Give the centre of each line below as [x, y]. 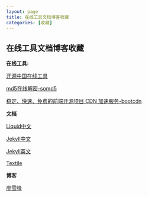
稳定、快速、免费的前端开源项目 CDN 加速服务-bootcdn [74, 101]
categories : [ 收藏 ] [29, 22]
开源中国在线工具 [27, 76]
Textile [14, 163]
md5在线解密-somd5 [32, 89]
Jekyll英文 [19, 151]
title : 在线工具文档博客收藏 [38, 17]
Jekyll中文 [19, 139]
